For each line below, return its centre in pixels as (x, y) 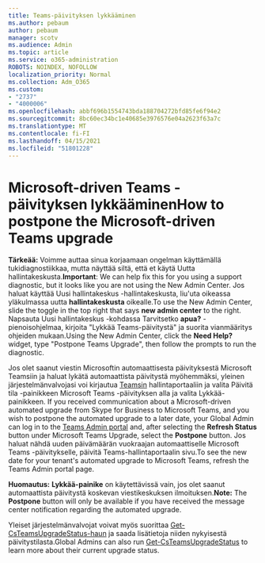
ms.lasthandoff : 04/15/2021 (55, 141)
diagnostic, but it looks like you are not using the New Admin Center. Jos (127, 285)
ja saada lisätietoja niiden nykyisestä (167, 534)
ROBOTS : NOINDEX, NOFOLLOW (53, 67)
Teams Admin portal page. (51, 469)
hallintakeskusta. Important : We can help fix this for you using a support (125, 277)
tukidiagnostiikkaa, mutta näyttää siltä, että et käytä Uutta (102, 268)
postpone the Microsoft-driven (112, 221)
